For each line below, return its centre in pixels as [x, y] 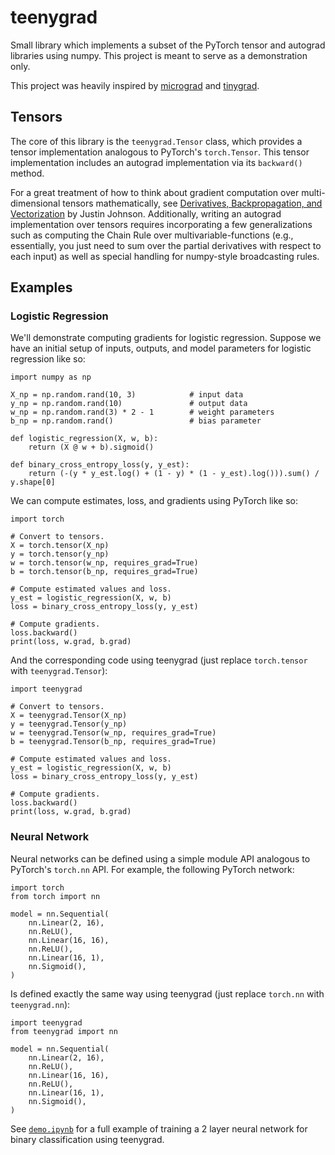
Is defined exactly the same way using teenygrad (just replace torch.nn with [167, 993]
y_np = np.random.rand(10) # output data [129, 404]
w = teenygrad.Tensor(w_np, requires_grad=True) [113, 733]
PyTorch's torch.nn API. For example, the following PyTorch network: [152, 869]
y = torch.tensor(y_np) [60, 554]
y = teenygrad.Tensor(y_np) [69, 724]
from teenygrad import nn [64, 1031]
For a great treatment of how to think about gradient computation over [155, 192]
